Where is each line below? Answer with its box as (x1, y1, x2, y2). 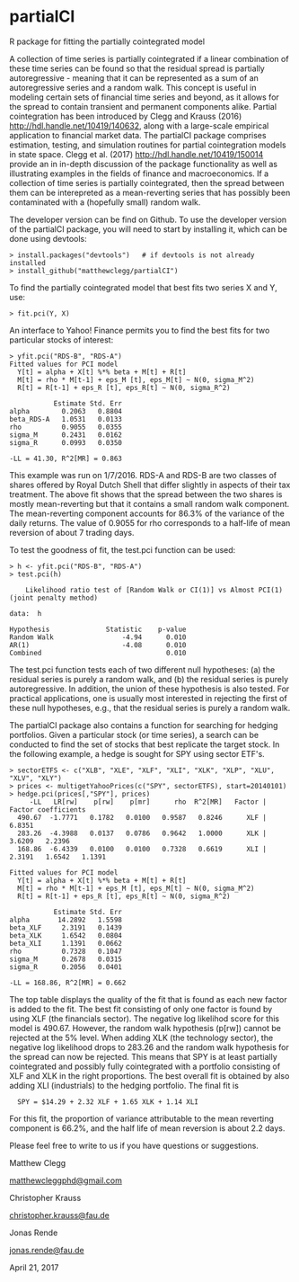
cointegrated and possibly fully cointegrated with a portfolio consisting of (9, 1061, 281, 1072)
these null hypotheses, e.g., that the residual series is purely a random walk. (9, 702, 291, 713)
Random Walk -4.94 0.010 (9, 632, 187, 642)
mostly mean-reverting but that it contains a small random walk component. (9, 498, 290, 509)
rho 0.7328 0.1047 (9, 947, 123, 956)
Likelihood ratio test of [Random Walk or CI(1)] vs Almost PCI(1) (25, 585, 283, 594)
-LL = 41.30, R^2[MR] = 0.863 (9, 454, 123, 463)
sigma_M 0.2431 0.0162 (9, 430, 123, 440)
